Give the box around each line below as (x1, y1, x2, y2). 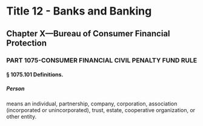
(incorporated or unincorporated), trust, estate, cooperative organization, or (6, 107, 196, 114)
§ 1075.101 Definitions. (6, 71, 64, 78)
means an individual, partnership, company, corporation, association (6, 100, 178, 107)
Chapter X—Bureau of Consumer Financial (6, 28, 171, 39)
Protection (6, 38, 47, 48)
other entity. (6, 113, 37, 121)
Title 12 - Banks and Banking (6, 4, 152, 18)
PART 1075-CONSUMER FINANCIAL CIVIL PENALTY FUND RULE (6, 56, 198, 64)
